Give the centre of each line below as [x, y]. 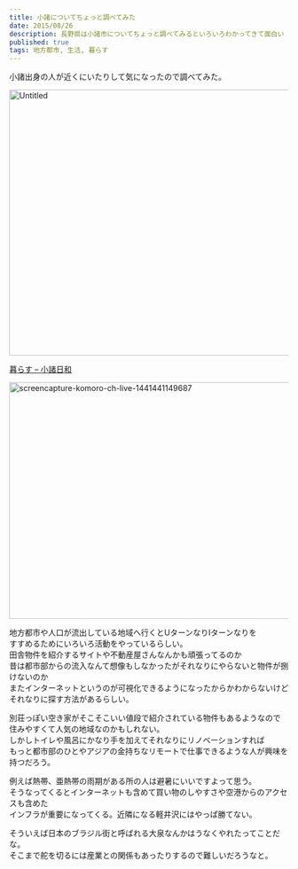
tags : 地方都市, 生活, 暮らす [59, 51]
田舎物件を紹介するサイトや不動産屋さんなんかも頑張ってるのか [125, 655]
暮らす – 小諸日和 [41, 370]
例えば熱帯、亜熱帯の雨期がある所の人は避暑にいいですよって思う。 [133, 781]
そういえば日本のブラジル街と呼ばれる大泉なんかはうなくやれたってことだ [145, 834]
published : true [39, 42]
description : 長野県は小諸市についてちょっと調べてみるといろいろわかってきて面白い [147, 34]
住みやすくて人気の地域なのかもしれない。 [87, 729]
